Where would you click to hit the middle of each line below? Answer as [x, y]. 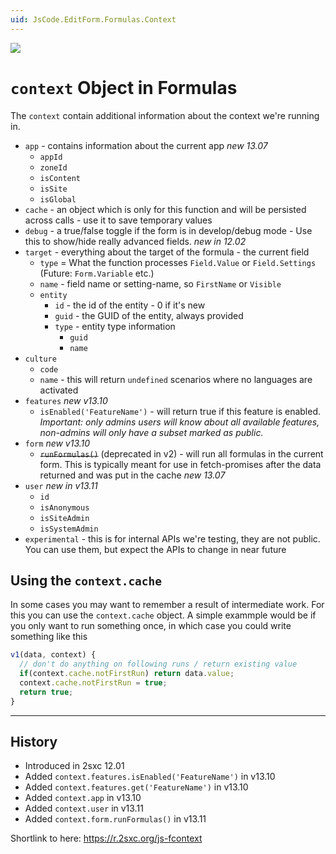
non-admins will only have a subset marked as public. [151, 432]
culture [40, 359]
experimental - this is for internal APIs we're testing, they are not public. [172, 538]
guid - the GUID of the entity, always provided [149, 315]
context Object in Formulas [124, 87]
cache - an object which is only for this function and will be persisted [165, 209]
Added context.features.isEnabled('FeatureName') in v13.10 [150, 777]
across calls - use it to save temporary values [118, 220]
